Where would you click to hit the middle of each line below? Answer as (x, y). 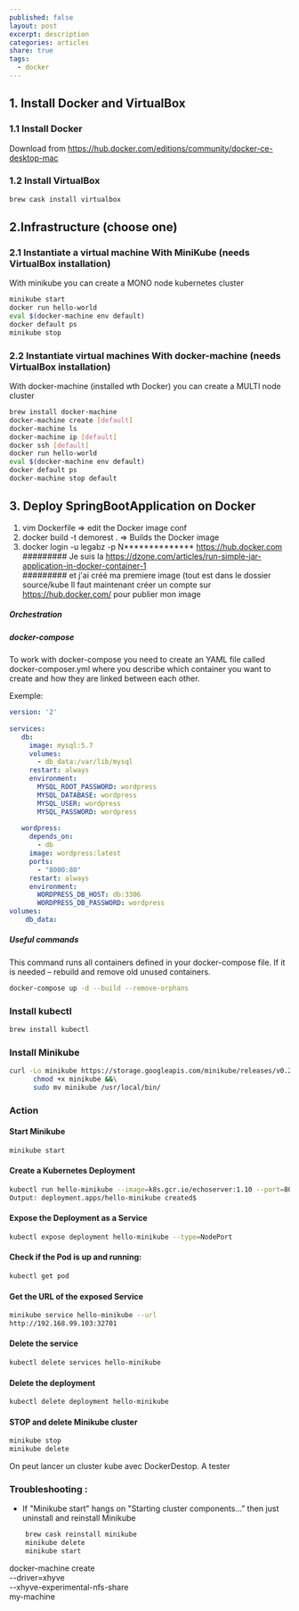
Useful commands (44, 940)
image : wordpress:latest (75, 853)
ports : (41, 861)
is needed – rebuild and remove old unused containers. (110, 972)
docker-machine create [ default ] (71, 420)
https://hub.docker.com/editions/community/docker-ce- (170, 148)
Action (24, 1110)
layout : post (33, 26)
